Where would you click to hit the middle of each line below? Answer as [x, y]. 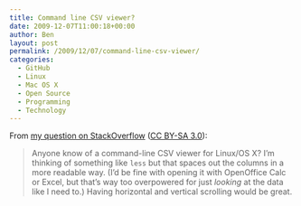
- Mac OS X [38, 85]
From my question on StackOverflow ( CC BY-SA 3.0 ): [108, 136]
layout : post [34, 43]
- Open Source [44, 93]
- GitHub [34, 69]
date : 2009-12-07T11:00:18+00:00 [72, 26]
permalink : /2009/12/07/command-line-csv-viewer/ [105, 51]
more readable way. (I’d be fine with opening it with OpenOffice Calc [159, 173]
